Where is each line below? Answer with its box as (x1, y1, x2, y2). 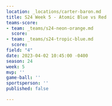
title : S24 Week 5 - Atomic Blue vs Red (6, 14, 107, 20)
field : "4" (6, 47, 33, 53)
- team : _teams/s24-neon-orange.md (6, 25, 94, 31)
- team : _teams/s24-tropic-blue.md (6, 36, 94, 42)
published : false (6, 86, 49, 92)
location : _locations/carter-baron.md (6, 8, 101, 15)
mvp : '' (6, 69, 25, 75)
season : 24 (6, 58, 33, 64)
